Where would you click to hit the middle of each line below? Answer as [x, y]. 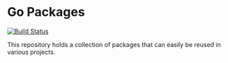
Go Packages [46, 12]
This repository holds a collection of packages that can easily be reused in [114, 44]
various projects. [31, 52]
